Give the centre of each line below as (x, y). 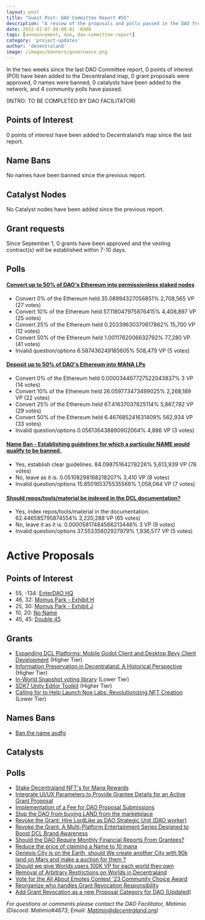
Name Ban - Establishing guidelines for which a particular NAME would (98, 444)
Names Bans (31, 718)
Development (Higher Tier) (49, 660)
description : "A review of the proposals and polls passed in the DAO (98, 23)
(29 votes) (28, 411)
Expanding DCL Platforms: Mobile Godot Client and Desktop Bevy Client (106, 653)
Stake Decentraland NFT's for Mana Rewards (72, 788)
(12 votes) (28, 331)
